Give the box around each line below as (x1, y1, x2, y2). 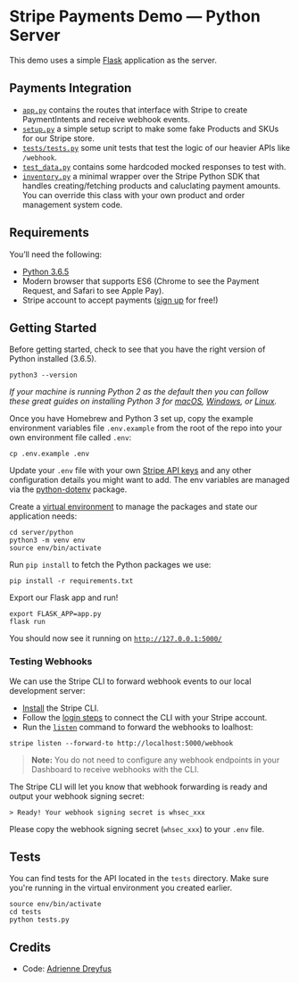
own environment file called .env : (9, 432, 132, 443)
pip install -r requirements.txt (9, 577, 134, 586)
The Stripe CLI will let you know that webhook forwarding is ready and (9, 781, 268, 792)
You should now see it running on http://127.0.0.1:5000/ (9, 633, 223, 644)
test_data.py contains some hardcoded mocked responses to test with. (21, 161, 287, 171)
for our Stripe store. (21, 132, 96, 144)
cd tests (9, 908, 42, 917)
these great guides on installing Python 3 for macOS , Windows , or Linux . (9, 396, 278, 407)
